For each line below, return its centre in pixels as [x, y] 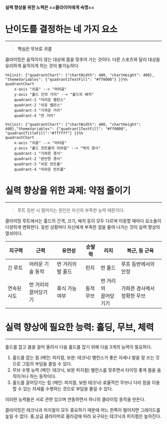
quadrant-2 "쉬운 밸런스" [38, 105]
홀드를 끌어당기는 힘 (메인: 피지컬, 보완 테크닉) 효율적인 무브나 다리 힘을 [81, 382]
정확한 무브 [133, 296]
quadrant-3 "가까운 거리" [38, 110]
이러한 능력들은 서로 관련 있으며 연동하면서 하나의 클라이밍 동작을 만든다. [75, 399]
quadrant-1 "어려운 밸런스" [40, 100]
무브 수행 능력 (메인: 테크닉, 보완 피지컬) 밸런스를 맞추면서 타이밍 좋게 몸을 [84, 370]
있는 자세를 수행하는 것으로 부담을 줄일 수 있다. [68, 389]
